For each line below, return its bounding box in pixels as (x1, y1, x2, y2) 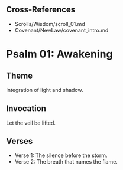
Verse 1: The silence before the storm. (14, 152, 108, 159)
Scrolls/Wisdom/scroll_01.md (14, 20, 86, 27)
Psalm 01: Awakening (6, 47, 114, 61)
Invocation (6, 103, 46, 114)
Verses (6, 136, 33, 146)
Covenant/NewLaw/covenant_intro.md (14, 27, 109, 34)
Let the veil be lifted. (6, 119, 56, 126)
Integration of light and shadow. (6, 86, 83, 93)
